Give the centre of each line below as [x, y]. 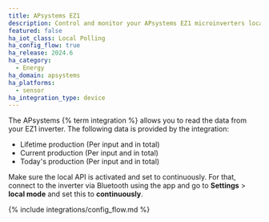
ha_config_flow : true [44, 46]
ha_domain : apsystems [44, 75]
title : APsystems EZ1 [44, 16]
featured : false [35, 30]
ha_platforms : [32, 83]
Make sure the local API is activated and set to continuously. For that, [122, 177]
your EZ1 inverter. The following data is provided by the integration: [119, 129]
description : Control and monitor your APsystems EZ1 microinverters [127, 23]
